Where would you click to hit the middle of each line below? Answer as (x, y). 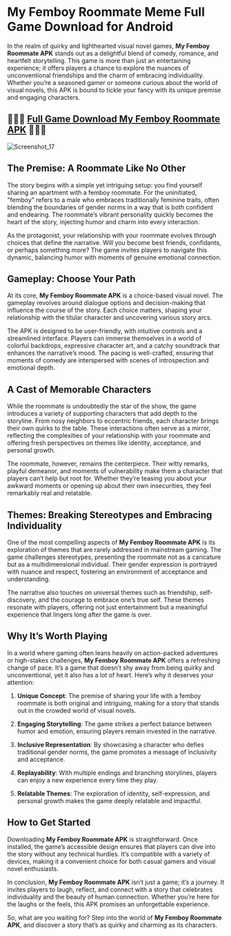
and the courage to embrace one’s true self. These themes (121, 600)
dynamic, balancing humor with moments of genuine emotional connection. (114, 257)
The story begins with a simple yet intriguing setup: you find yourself (105, 185)
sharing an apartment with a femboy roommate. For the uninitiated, (102, 192)
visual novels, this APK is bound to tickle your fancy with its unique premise (114, 90)
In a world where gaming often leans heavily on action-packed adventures (113, 653)
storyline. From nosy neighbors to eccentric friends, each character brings (113, 421)
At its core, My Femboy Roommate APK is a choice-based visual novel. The (115, 295)
